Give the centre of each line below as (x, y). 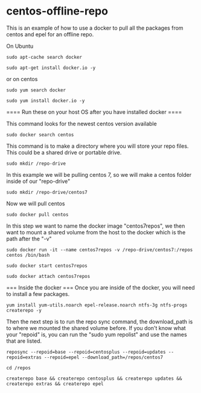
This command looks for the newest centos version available (81, 124)
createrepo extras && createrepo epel (55, 384)
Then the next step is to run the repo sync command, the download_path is (100, 322)
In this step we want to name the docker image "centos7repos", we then (96, 226)
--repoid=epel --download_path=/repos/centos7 (104, 357)
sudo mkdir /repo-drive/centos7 (47, 192)
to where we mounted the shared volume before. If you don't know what (96, 328)
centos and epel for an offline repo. (50, 34)
